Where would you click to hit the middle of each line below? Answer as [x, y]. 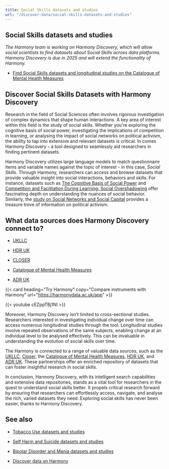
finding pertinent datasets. [33, 152]
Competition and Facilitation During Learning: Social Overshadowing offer [82, 189]
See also [19, 420]
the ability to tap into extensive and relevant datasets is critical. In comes [81, 141]
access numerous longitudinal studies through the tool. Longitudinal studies [84, 325]
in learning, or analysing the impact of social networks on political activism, [83, 136]
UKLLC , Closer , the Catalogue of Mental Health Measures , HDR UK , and [80, 356]
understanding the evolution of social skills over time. [61, 341]
